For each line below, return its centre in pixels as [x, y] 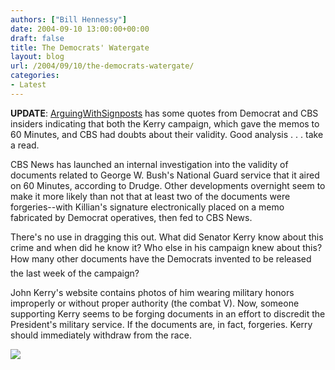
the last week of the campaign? [75, 273]
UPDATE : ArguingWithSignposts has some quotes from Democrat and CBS [164, 113]
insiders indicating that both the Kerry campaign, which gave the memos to [165, 123]
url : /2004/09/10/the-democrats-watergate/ [102, 66]
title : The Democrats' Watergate [80, 47]
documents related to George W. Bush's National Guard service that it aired [165, 175]
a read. [25, 145]
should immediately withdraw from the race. [101, 335]
